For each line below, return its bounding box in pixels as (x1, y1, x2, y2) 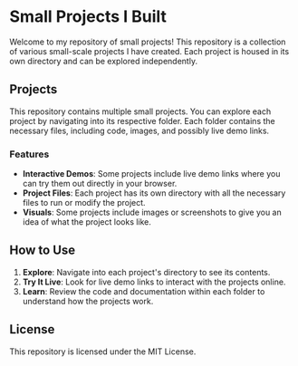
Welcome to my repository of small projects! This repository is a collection (9, 36, 286, 47)
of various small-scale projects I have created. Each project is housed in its (9, 45, 290, 56)
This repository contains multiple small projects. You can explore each (9, 106, 272, 117)
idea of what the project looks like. (22, 217, 152, 227)
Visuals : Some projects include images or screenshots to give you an (22, 207, 283, 218)
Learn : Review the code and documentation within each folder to (22, 285, 265, 296)
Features (9, 148, 50, 160)
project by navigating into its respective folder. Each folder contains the (9, 115, 275, 126)
